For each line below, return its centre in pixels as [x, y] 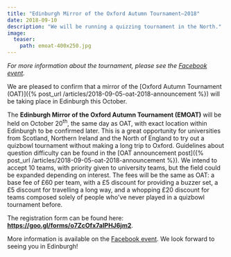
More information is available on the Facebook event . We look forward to [111, 239]
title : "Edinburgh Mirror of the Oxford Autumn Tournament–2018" [103, 14]
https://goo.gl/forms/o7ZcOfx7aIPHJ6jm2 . [70, 225]
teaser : [25, 40]
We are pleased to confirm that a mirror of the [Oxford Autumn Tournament [114, 86]
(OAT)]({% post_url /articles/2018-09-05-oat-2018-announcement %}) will [114, 94]
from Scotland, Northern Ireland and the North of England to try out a [106, 138]
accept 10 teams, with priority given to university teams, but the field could [114, 167]
